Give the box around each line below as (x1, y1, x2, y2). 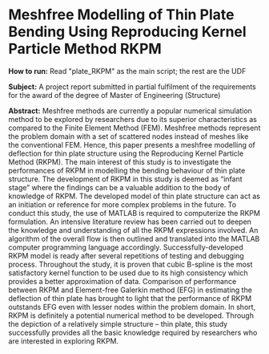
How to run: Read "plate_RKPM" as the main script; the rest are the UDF (8, 66, 247, 75)
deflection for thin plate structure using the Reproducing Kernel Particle (8, 149, 244, 158)
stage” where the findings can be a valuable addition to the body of (8, 182, 231, 192)
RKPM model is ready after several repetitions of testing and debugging (8, 250, 244, 260)
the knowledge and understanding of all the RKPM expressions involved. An (8, 225, 259, 234)
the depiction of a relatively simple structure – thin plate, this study (8, 319, 228, 328)
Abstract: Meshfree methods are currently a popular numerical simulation (8, 106, 252, 116)
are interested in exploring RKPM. (8, 336, 119, 346)
